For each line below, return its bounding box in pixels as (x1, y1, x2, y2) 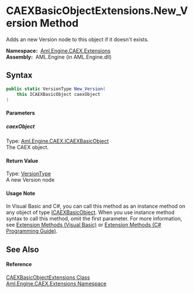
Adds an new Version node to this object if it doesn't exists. (6, 36, 149, 43)
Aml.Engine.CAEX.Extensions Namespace (6, 280, 107, 287)
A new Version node (6, 177, 55, 184)
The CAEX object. (6, 143, 49, 150)
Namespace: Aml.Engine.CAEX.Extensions (6, 47, 111, 54)
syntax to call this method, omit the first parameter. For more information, (6, 215, 182, 222)
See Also (6, 244, 39, 254)
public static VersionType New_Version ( (6, 86, 106, 92)
